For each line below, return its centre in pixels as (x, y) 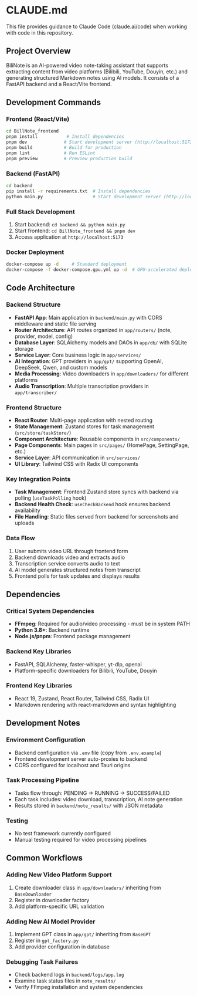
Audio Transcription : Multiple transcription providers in (81, 386)
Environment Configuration (46, 740)
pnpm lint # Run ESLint (51, 153)
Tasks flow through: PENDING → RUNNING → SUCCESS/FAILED (92, 793)
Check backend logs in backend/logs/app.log (69, 975)
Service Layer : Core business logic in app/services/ (78, 355)
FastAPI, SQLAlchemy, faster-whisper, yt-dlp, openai (78, 664)
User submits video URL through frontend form (71, 551)
